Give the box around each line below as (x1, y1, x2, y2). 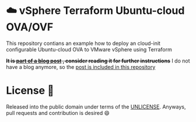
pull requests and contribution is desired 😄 (6, 109, 110, 116)
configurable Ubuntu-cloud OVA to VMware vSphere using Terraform (6, 46, 172, 53)
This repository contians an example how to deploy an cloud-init (6, 40, 160, 47)
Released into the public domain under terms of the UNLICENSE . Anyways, (6, 103, 186, 110)
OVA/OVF (6, 20, 54, 34)
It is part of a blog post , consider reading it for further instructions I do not (6, 57, 190, 64)
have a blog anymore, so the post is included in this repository (6, 63, 156, 70)
